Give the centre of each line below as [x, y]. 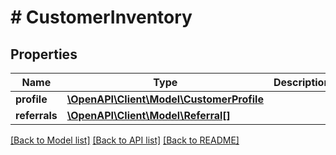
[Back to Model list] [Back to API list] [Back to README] [125, 140]
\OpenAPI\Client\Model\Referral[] [148, 115]
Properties [44, 54]
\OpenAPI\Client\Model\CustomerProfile [165, 99]
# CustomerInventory [101, 17]
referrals [36, 115]
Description [302, 82]
